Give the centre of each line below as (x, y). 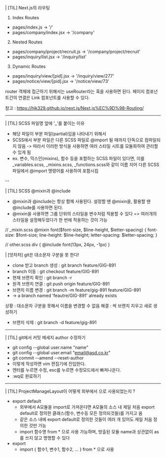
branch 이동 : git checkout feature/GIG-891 (56, 271)
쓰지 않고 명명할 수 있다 (47, 438)
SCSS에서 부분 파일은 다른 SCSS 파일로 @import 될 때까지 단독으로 (78, 140)
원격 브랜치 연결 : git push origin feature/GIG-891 (61, 284)
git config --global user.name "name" (50, 347)
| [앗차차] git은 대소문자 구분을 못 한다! (42, 255)
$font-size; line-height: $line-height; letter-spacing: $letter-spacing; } (86, 235)
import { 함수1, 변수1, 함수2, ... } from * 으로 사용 (67, 449)
